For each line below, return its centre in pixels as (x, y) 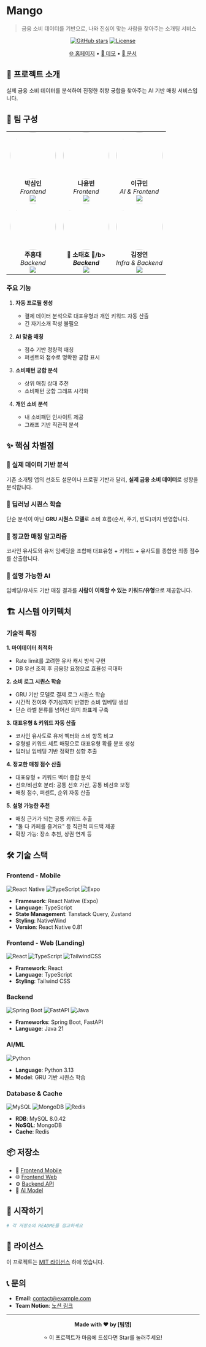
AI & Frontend (139, 191)
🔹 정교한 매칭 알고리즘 (37, 536)
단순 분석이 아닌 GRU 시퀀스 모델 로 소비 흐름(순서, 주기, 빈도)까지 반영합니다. (98, 519)
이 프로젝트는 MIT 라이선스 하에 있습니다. (55, 1262)
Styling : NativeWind (40, 920)
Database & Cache (34, 1093)
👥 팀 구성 (22, 119)
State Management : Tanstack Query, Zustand (73, 914)
